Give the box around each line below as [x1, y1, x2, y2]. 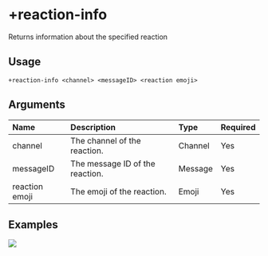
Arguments [8, 98, 66, 112]
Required [220, 121, 256, 132]
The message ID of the [70, 158, 156, 169]
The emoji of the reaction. [70, 186, 167, 197]
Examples [8, 218, 58, 231]
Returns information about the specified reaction [8, 32, 168, 41]
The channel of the [70, 135, 141, 146]
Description [70, 121, 116, 132]
